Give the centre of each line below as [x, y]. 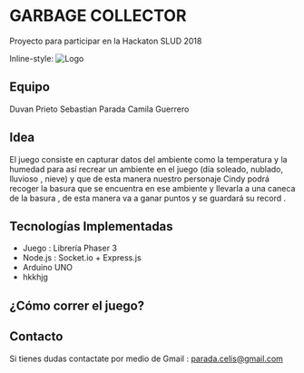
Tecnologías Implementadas [92, 226]
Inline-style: [32, 58]
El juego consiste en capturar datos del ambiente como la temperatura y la [148, 159]
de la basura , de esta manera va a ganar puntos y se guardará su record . [148, 198]
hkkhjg [35, 277]
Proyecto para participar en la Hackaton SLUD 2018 [106, 41]
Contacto [36, 337]
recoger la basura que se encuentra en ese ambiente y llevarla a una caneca [152, 188]
